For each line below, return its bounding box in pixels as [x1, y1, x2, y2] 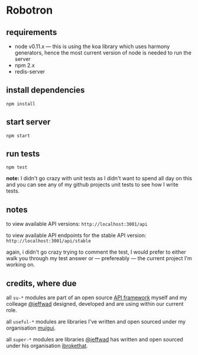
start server [6, 117, 51, 127]
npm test [6, 164, 28, 171]
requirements [6, 27, 57, 37]
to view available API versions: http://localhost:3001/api [6, 220, 148, 228]
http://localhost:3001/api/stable [6, 238, 92, 244]
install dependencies [6, 85, 85, 95]
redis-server [14, 68, 46, 75]
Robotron [6, 4, 53, 17]
